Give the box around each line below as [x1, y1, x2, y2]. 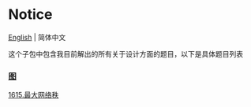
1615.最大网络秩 [8, 90, 59, 100]
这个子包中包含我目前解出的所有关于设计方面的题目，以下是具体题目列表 [8, 49, 243, 58]
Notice [8, 6, 53, 24]
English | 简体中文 [8, 32, 66, 42]
